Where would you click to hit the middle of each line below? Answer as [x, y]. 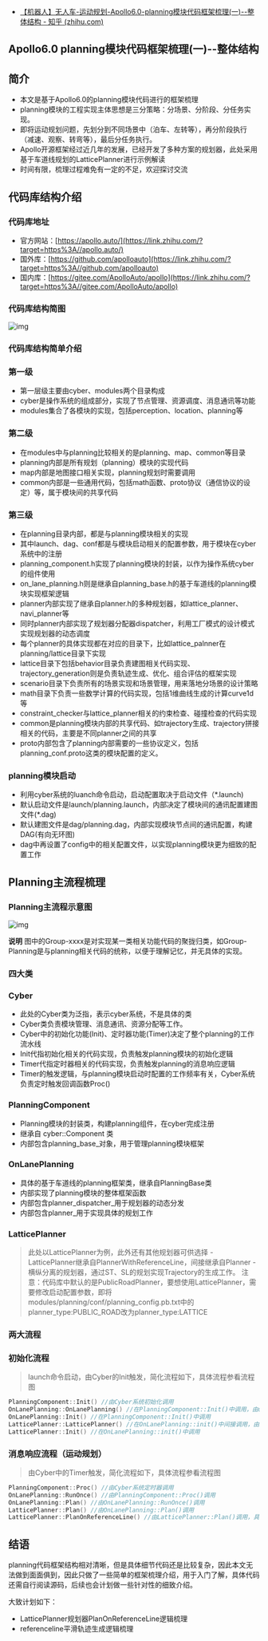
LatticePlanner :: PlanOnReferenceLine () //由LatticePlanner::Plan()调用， [131, 1517]
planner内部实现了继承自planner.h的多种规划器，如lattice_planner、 [131, 604]
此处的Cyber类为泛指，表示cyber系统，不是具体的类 [106, 1014]
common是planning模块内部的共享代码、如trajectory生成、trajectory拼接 [139, 723]
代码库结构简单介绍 [45, 349]
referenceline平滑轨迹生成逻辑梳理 [77, 1629]
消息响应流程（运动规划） [57, 1454]
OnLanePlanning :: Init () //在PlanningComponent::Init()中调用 [110, 1417]
